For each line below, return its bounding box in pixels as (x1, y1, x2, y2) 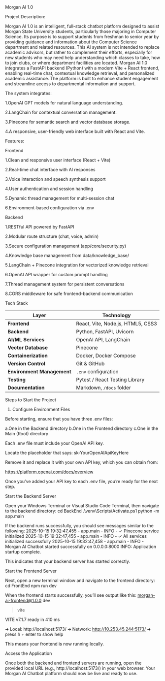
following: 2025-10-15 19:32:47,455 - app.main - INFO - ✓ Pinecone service (5, 528, 159, 534)
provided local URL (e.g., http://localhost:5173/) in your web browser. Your (5, 665, 156, 671)
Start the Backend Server (5, 493, 57, 499)
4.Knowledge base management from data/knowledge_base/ (5, 253, 130, 258)
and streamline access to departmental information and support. (5, 81, 136, 87)
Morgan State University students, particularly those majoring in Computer (5, 29, 157, 34)
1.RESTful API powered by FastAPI (5, 224, 75, 229)
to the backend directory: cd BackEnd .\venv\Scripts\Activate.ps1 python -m (5, 508, 160, 514)
